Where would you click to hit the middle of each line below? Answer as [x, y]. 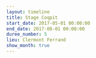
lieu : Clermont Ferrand [36, 40]
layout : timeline [28, 12]
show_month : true [28, 46]
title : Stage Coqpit [32, 18]
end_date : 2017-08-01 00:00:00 [46, 29]
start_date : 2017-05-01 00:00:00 [48, 23]
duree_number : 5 [27, 34]
